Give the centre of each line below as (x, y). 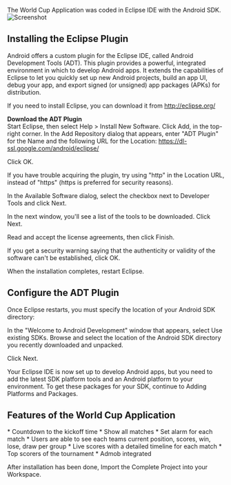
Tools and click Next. (37, 203)
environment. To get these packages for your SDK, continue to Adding (107, 386)
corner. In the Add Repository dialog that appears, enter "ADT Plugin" (120, 133)
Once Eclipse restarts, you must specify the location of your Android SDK (111, 309)
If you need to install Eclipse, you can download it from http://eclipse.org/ (111, 106)
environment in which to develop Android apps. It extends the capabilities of (115, 70)
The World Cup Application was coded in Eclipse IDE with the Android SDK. (114, 10)
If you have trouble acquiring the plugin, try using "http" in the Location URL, (116, 175)
